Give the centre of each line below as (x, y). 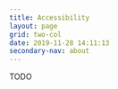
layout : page (34, 26)
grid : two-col (36, 34)
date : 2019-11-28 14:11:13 (59, 43)
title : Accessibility (50, 18)
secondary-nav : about (50, 51)
